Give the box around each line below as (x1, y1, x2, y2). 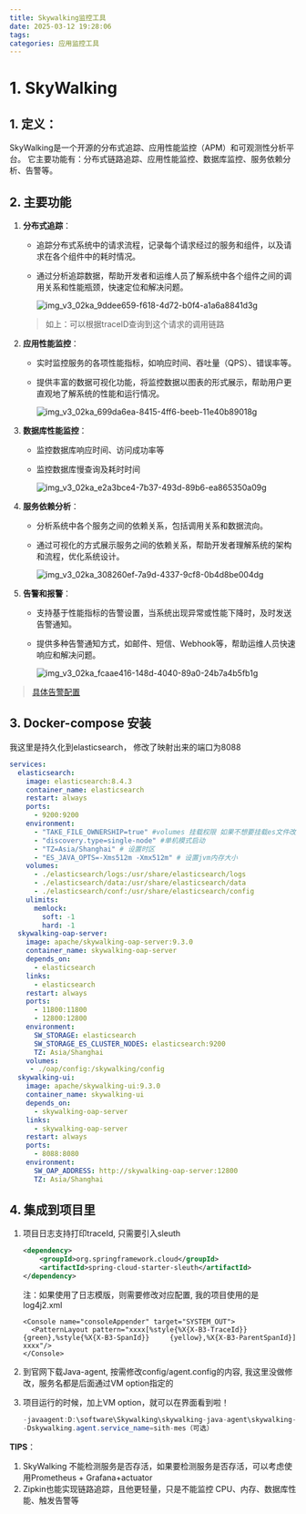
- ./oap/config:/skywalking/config (29, 1065, 166, 1074)
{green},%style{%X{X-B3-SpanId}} (22, 1333, 150, 1342)
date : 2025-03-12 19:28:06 (9, 22, 112, 31)
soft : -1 (42, 912, 76, 921)
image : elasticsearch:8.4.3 (25, 776, 132, 786)
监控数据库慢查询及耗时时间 (36, 464, 141, 475)
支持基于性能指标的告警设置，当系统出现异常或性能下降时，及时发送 (36, 608, 292, 619)
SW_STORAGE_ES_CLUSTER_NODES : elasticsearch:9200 (33, 1039, 226, 1049)
